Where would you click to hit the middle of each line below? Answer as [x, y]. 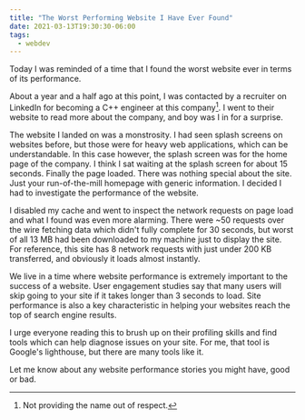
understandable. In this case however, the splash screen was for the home [148, 154]
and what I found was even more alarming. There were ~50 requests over [147, 220]
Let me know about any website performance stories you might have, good [150, 369]
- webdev [34, 43]
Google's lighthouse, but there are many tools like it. [107, 352]
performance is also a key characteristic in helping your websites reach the [150, 305]
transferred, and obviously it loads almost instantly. [105, 258]
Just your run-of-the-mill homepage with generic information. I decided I [146, 183]
